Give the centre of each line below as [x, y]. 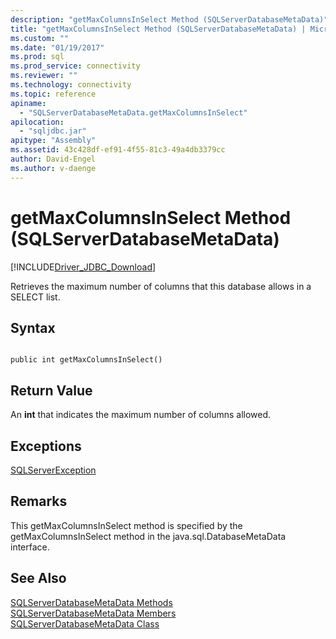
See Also [38, 578]
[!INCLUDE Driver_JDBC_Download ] [83, 267]
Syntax [33, 327]
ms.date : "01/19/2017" [57, 47]
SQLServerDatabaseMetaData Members [93, 613]
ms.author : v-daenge [53, 168]
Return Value [51, 390]
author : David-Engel [53, 159]
